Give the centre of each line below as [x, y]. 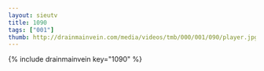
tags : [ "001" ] [31, 30]
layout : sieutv [33, 15]
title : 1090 [27, 23]
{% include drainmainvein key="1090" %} [75, 59]
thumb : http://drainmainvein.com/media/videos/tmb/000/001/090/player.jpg [133, 37]
